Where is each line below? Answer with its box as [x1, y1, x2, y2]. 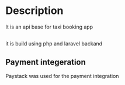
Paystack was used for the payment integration [5, 73, 119, 80]
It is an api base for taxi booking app [5, 23, 93, 30]
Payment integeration [5, 57, 86, 67]
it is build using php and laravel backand [5, 40, 103, 47]
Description [5, 4, 64, 17]
